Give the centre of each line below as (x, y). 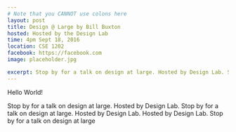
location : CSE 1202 (36, 46)
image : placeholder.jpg (42, 60)
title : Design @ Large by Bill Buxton (64, 27)
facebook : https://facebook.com (54, 53)
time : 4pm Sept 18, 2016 (44, 40)
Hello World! (25, 92)
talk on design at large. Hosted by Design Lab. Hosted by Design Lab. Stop (115, 113)
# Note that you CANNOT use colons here (67, 14)
